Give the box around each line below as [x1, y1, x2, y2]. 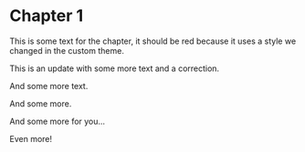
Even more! [9, 133, 53, 144]
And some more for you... [9, 116, 106, 127]
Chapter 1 [9, 5, 84, 26]
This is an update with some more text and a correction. [9, 63, 220, 74]
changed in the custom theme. [9, 45, 125, 56]
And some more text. [9, 80, 89, 91]
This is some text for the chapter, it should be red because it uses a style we [9, 35, 297, 46]
